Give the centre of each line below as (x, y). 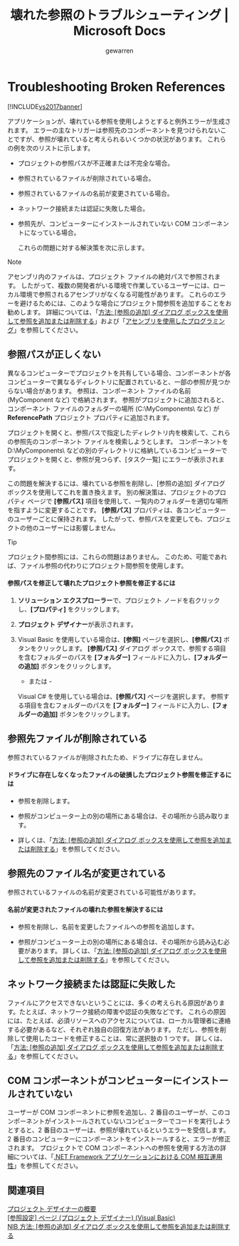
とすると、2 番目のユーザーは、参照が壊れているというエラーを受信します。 (118, 1130)
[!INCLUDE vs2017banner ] (45, 106)
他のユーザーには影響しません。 (73, 527)
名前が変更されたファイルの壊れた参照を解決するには (85, 909)
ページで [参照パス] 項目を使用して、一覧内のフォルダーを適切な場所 (128, 501)
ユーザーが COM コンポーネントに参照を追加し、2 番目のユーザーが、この (116, 1112)
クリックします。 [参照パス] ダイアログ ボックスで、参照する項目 (131, 648)
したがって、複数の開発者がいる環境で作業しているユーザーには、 (117, 285)
